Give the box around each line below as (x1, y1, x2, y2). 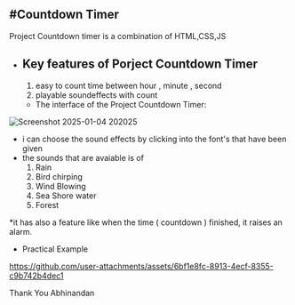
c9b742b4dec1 (9, 270, 64, 281)
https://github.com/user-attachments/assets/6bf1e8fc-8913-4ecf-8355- (9, 261, 274, 271)
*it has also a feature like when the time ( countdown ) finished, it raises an (9, 217, 283, 228)
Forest (35, 199, 60, 210)
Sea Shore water (35, 190, 97, 201)
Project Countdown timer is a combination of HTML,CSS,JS (9, 30, 227, 41)
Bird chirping (35, 171, 83, 181)
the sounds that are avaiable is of (21, 152, 145, 163)
